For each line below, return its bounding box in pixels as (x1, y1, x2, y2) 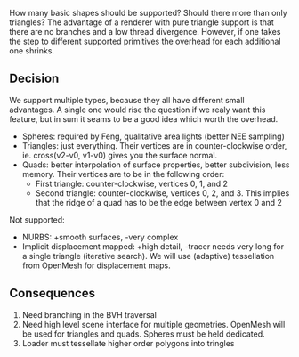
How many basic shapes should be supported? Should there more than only (9, 8, 287, 18)
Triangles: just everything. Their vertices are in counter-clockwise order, (21, 140, 287, 150)
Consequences (9, 286, 96, 301)
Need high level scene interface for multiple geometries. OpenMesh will (21, 319, 286, 329)
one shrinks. (9, 45, 55, 56)
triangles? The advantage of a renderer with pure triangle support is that (9, 17, 274, 28)
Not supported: (9, 214, 65, 225)
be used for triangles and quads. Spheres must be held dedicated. (21, 329, 265, 339)
